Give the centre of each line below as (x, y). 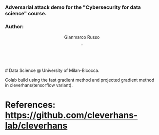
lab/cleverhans (36, 126)
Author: (14, 26)
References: (30, 105)
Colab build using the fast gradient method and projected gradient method (80, 80)
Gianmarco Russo (82, 37)
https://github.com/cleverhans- (71, 115)
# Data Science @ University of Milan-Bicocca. (52, 70)
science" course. (26, 13)
